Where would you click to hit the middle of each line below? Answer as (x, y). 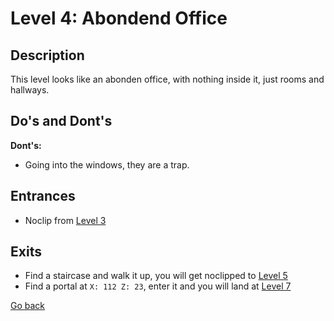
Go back (28, 306)
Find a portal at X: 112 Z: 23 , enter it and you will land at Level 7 (158, 286)
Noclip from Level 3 (65, 220)
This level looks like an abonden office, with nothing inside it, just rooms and (167, 79)
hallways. (30, 90)
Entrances (43, 196)
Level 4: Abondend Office (119, 18)
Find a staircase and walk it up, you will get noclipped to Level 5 (156, 276)
